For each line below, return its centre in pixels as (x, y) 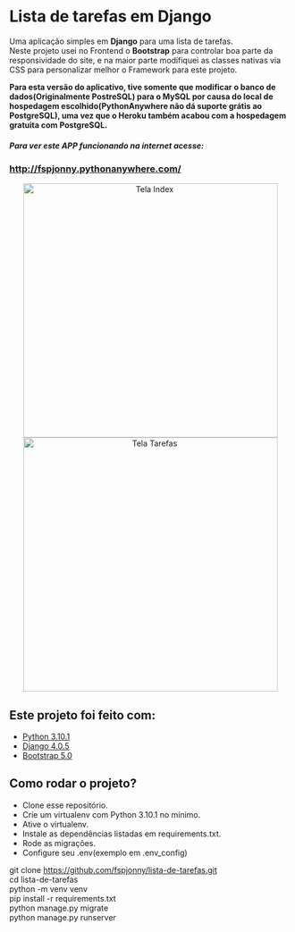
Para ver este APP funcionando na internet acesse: (106, 146)
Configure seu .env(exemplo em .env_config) (105, 852)
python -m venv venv (48, 889)
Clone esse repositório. (65, 805)
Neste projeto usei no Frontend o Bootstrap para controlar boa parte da (141, 50)
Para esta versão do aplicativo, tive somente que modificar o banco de (143, 87)
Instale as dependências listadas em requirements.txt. (122, 834)
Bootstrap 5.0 (47, 756)
